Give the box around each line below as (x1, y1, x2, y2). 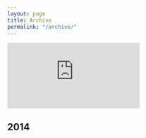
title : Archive (7, 17, 52, 24)
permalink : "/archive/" (7, 23, 78, 30)
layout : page (7, 10, 46, 18)
